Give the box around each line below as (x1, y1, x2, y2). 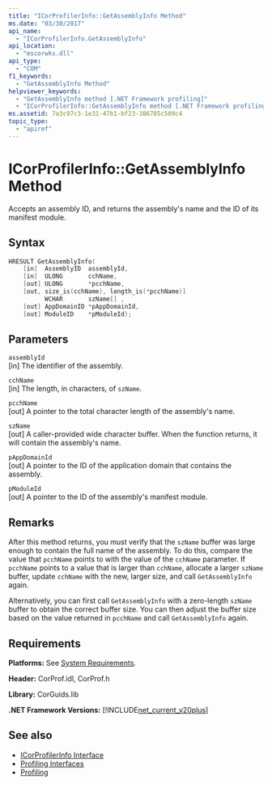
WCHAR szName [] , (44, 295, 125, 303)
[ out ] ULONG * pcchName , (23, 280, 125, 288)
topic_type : (8, 117, 49, 126)
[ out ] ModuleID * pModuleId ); (23, 309, 132, 318)
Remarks (8, 515, 55, 529)
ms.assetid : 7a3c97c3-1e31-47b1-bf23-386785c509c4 (8, 110, 183, 118)
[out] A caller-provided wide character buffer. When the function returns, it (8, 429, 257, 439)
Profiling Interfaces (19, 758, 84, 768)
